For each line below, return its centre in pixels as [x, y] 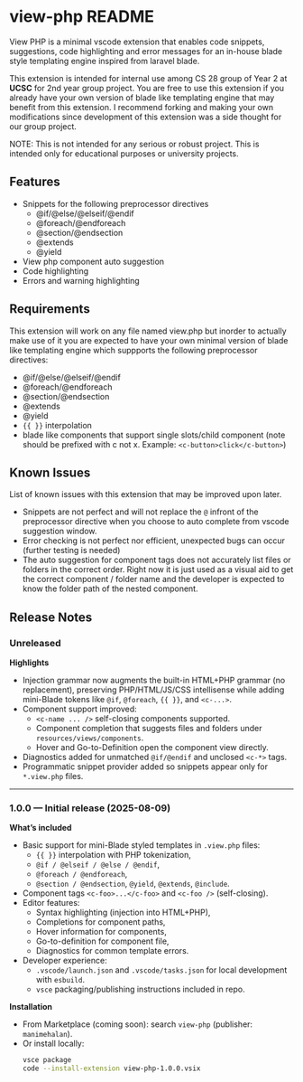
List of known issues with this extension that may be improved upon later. [146, 494]
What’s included [41, 828]
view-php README [82, 17]
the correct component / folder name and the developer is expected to [153, 579]
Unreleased [35, 643]
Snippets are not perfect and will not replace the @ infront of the [140, 512]
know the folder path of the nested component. [110, 588]
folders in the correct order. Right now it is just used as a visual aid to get [158, 569]
